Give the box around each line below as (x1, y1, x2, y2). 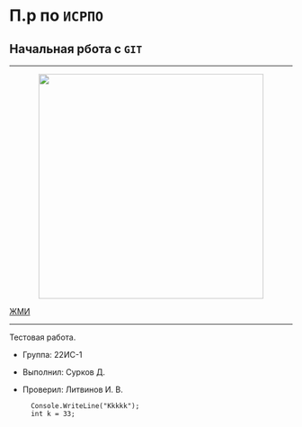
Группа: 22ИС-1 (22, 350, 83, 360)
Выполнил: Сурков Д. (22, 367, 106, 378)
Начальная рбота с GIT (9, 41, 143, 57)
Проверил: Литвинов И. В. (22, 384, 123, 395)
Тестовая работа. (9, 332, 76, 342)
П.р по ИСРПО (9, 5, 104, 26)
